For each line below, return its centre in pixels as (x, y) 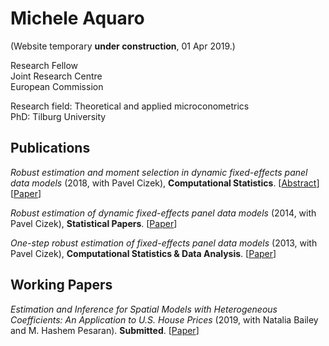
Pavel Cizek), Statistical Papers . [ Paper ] (94, 223)
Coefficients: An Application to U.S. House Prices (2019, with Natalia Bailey (164, 319)
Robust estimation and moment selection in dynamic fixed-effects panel (159, 172)
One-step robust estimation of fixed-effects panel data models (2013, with (164, 243)
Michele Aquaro (77, 18)
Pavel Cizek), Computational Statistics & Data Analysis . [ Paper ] (143, 253)
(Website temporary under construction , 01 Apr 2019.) (123, 46)
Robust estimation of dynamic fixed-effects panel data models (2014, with (163, 213)
